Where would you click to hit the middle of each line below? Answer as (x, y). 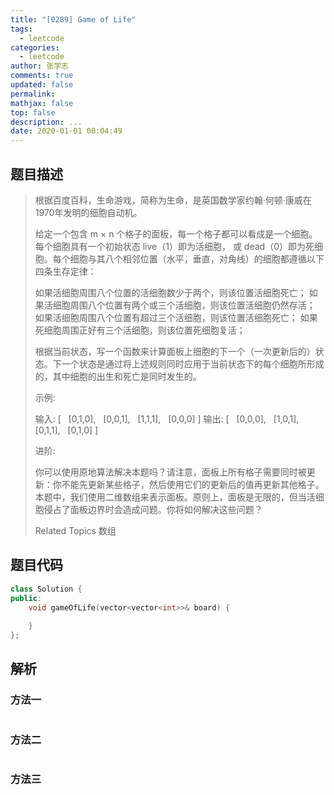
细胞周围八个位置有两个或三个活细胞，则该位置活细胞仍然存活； (184, 305)
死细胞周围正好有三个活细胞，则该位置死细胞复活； (140, 330)
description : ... (46, 122)
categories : (35, 47)
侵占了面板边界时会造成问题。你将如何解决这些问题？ (153, 509)
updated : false (42, 85)
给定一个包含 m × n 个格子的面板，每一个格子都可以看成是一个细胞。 (176, 233)
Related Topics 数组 (75, 530)
